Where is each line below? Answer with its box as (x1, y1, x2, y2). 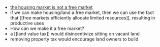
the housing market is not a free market (10, 4, 93, 10)
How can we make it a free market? (10, 25, 84, 31)
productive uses (10, 20, 44, 26)
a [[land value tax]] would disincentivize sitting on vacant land (10, 31, 140, 36)
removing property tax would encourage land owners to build (10, 36, 139, 42)
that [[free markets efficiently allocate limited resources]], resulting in (10, 15, 155, 20)
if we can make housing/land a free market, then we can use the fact (10, 9, 154, 15)
